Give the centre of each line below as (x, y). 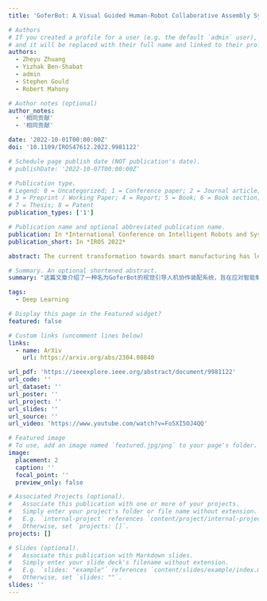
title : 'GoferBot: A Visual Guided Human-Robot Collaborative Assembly (129, 15)
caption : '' (35, 468)
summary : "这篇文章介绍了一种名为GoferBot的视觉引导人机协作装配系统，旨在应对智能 (132, 278)
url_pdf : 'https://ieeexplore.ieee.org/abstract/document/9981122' (122, 372)
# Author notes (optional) (53, 103)
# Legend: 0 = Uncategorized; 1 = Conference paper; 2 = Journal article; (135, 191)
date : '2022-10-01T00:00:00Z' (58, 140)
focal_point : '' (42, 475)
